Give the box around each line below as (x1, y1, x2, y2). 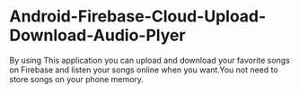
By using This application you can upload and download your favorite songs (9, 55, 290, 65)
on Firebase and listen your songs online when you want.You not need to (9, 64, 278, 75)
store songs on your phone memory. (9, 73, 144, 84)
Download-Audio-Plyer (9, 25, 186, 46)
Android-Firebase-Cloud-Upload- (9, 6, 267, 27)
